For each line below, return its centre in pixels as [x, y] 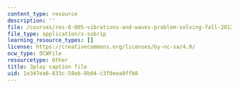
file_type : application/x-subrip [57, 34]
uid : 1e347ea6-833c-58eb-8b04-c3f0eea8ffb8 [73, 73]
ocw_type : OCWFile [34, 54]
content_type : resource [43, 14]
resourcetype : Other [38, 60]
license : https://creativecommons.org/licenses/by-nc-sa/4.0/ [101, 47]
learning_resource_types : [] [51, 40]
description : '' [31, 21]
